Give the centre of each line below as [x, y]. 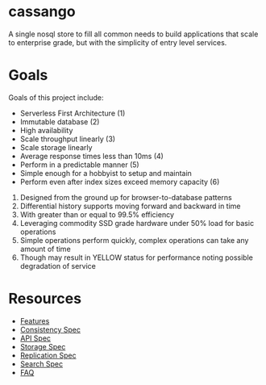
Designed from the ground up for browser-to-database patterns [126, 197]
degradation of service [58, 266]
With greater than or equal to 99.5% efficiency [97, 214]
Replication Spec [48, 355]
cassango [42, 12]
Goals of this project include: [56, 97]
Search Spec [41, 364]
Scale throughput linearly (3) [67, 139]
